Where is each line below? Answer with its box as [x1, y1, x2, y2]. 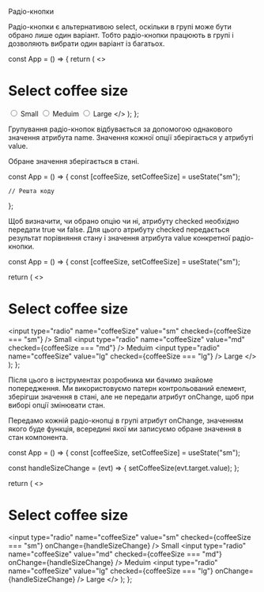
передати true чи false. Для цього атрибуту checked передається [8, 225, 230, 234]
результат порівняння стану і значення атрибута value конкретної [8, 233, 231, 242]
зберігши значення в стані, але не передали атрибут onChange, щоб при [8, 392, 255, 401]
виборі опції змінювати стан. [8, 400, 105, 410]
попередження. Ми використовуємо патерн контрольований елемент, [8, 383, 247, 393]
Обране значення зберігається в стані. [8, 156, 140, 165]
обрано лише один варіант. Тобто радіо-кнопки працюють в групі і [8, 31, 235, 40]
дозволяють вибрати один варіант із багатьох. [8, 39, 165, 48]
